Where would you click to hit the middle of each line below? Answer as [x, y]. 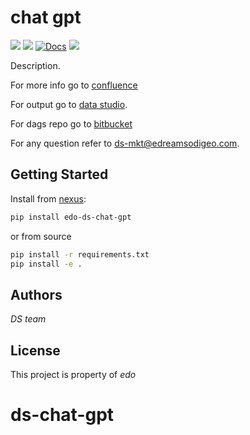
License [35, 350]
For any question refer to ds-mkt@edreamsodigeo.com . [125, 143]
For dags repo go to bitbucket [71, 123]
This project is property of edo [73, 374]
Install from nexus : [48, 198]
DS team [28, 319]
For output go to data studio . [69, 104]
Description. [35, 65]
